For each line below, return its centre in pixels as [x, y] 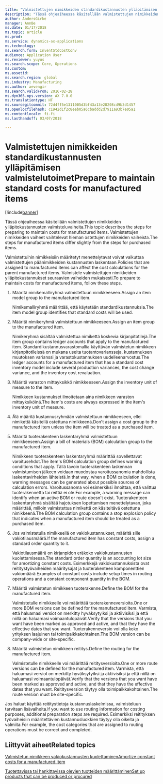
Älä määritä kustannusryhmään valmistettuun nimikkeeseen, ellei [77, 416]
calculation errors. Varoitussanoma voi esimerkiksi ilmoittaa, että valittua [84, 487]
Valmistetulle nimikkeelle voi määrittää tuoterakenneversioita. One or [80, 603]
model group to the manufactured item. [51, 298]
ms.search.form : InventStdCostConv [41, 50]
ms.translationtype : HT [29, 101]
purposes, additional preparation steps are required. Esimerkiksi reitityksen [80, 714]
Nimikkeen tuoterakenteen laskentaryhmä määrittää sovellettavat [77, 456]
